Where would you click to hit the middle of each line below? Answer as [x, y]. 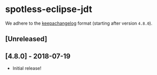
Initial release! [27, 68]
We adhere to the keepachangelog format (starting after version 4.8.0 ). [79, 23]
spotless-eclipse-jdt [49, 9]
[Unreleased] [26, 39]
